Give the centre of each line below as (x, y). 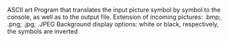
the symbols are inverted (42, 31)
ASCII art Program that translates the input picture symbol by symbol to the (114, 10)
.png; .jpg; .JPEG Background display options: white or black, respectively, (113, 24)
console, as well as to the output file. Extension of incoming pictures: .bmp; (114, 17)
